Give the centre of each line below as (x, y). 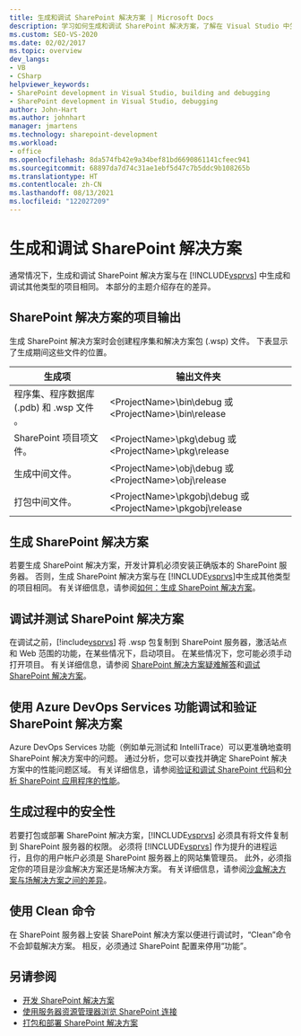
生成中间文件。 (46, 474)
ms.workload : (34, 143)
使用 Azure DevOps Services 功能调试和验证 (133, 707)
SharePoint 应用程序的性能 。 (72, 781)
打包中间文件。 (46, 501)
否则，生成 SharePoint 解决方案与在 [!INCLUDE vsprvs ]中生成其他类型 (163, 577)
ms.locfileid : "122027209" (60, 202)
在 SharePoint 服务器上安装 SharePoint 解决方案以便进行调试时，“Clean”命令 (150, 934)
